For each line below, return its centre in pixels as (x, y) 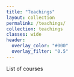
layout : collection (31, 18)
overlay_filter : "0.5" (40, 52)
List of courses (25, 69)
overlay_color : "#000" (40, 46)
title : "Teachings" (31, 12)
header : (16, 40)
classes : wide (24, 35)
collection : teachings (35, 29)
